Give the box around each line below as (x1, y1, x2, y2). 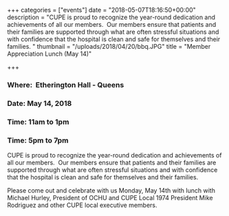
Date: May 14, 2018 (7, 98, 72, 108)
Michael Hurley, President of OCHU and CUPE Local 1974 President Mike (7, 194, 213, 202)
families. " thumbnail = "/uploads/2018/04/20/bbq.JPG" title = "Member (7, 43, 211, 50)
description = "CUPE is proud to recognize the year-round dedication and (7, 13, 215, 21)
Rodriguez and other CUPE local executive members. (7, 201, 157, 209)
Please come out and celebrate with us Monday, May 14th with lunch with (7, 186, 215, 195)
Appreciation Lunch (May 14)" (7, 50, 92, 58)
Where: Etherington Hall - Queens (7, 80, 124, 89)
